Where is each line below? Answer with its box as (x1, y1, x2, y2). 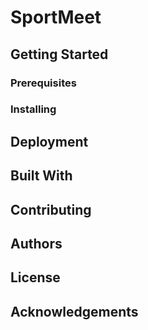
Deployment (10, 133, 89, 150)
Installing (10, 102, 57, 116)
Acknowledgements (10, 303, 139, 320)
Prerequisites (10, 76, 77, 90)
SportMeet (10, 6, 102, 29)
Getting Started (10, 46, 109, 63)
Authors (10, 235, 63, 252)
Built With (10, 167, 73, 185)
